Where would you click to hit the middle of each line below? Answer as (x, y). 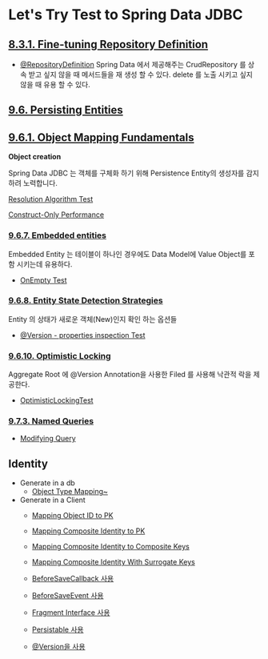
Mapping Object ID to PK (72, 516)
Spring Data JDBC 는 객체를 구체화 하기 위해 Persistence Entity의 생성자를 (126, 173)
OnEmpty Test (43, 280)
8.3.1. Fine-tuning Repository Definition (108, 44)
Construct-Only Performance (56, 215)
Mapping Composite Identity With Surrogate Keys (114, 562)
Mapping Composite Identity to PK (88, 531)
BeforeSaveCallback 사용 (73, 579)
